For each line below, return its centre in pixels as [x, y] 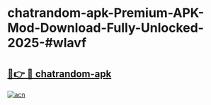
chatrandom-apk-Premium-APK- [106, 13]
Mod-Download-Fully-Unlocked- [105, 28]
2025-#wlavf [47, 43]
